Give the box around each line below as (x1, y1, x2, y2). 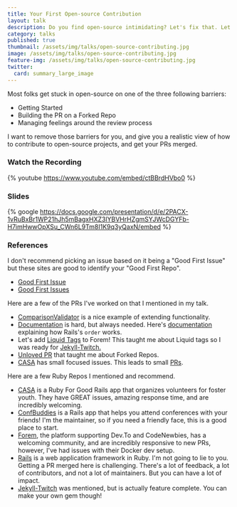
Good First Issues (17, 285, 70, 294)
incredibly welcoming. (17, 401, 83, 410)
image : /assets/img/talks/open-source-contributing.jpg (7, 50, 177, 58)
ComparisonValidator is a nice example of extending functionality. (17, 313, 211, 321)
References (7, 240, 48, 250)
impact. (17, 476, 41, 485)
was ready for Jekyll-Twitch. (17, 343, 102, 352)
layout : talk (7, 17, 46, 24)
